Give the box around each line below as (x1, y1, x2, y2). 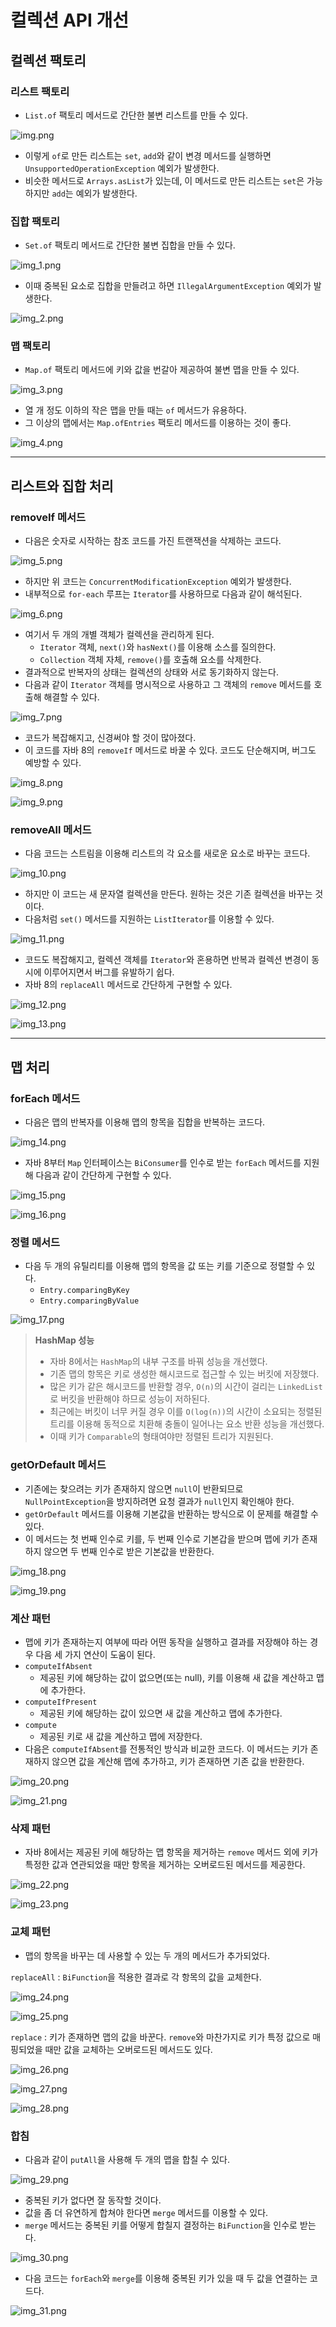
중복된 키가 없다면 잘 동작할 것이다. (24, 2194, 162, 2206)
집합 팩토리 (10, 214, 61, 228)
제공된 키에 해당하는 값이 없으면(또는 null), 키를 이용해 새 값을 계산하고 (39, 1672, 315, 1684)
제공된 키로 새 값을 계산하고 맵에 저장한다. (39, 1731, 203, 1743)
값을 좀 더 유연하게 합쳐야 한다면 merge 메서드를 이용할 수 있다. (24, 2206, 269, 2218)
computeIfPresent (24, 1697, 98, 1708)
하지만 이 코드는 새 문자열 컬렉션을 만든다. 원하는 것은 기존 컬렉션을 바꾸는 (24, 888, 313, 900)
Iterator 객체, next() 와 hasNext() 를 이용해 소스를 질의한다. (39, 641, 277, 653)
